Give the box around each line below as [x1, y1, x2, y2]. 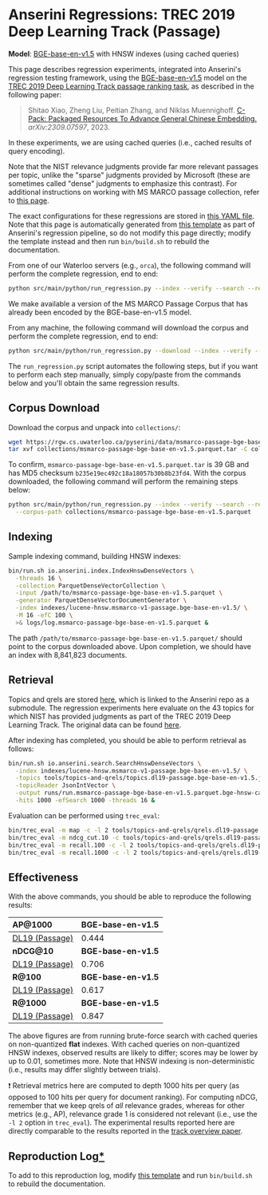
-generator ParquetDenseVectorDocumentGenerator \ [15, 596, 187, 604]
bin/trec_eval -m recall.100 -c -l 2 [8, 841, 134, 849]
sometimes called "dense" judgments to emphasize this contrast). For [8, 178, 238, 188]
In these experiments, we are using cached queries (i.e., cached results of [8, 137, 252, 147]
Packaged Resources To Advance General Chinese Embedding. [48, 113, 258, 123]
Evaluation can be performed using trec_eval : [8, 810, 160, 820]
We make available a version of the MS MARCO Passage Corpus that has [8, 299, 249, 308]
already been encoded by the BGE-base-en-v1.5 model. [8, 307, 192, 317]
